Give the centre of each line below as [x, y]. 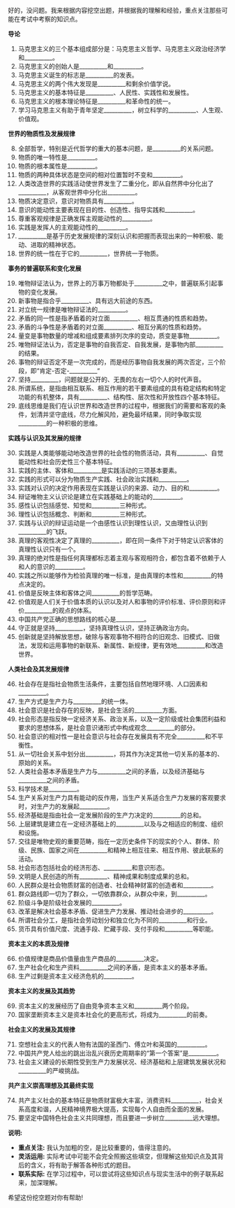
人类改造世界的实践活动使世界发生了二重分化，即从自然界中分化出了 [116, 183]
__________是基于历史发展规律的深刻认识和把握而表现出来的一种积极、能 [121, 236]
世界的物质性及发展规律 [41, 134]
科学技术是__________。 [50, 789]
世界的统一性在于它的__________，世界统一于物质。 [90, 253]
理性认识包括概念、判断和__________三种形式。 [84, 514]
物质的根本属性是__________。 [60, 166]
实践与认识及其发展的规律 [45, 438]
